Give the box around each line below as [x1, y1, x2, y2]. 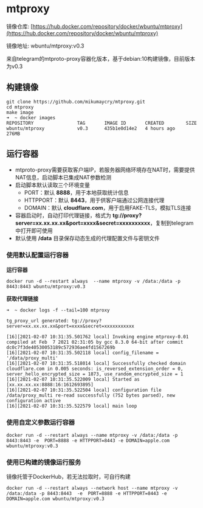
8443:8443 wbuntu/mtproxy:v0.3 [6, 284, 86, 290]
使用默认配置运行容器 [6, 251, 69, 260]
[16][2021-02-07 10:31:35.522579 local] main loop [6, 403, 137, 409]
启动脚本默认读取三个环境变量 [15, 181, 90, 189]
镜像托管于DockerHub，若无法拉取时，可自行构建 [6, 473, 131, 481]
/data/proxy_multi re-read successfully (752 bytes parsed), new [6, 392, 175, 398]
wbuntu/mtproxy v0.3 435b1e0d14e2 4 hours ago [6, 125, 175, 131]
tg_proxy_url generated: [6, 318, 69, 324]
